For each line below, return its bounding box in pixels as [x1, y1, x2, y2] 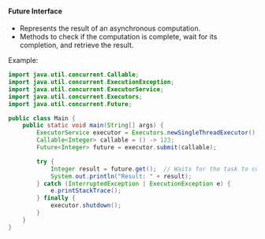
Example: [8, 56, 39, 65]
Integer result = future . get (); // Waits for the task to [50, 165, 248, 173]
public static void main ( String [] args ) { [22, 122, 164, 130]
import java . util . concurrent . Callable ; [8, 71, 140, 79]
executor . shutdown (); [50, 201, 122, 210]
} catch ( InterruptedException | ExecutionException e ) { [36, 179, 231, 188]
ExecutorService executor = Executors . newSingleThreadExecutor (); [36, 129, 259, 137]
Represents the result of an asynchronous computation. [19, 24, 201, 33]
